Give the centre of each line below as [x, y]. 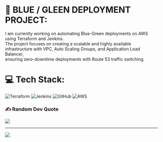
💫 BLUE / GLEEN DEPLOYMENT [68, 10]
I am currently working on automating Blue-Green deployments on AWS [77, 33]
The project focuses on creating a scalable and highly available [68, 43]
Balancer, [15, 54]
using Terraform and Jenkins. [34, 39]
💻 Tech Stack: [35, 80]
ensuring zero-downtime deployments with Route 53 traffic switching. [75, 59]
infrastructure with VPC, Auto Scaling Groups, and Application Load [73, 49]
